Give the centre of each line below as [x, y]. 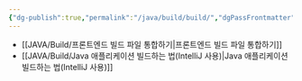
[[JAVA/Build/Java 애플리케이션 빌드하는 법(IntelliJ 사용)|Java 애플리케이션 [155, 56]
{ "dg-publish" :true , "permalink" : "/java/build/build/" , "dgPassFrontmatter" [152, 18]
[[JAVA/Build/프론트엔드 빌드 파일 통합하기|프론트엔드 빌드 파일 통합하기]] [152, 44]
